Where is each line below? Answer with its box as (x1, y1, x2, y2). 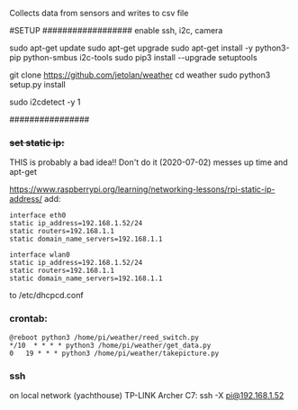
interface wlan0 (9, 251, 70, 260)
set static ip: (9, 136, 65, 149)
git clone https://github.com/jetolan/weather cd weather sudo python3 (9, 69, 271, 80)
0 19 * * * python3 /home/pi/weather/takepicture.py (9, 349, 220, 358)
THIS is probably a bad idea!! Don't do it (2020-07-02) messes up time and (9, 157, 288, 168)
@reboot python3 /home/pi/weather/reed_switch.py (9, 333, 200, 342)
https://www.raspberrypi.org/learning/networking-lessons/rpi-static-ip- (9, 184, 275, 195)
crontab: (9, 313, 48, 325)
